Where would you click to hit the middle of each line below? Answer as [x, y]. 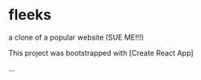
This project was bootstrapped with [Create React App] [101, 53]
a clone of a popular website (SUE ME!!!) [76, 37]
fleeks [30, 15]
